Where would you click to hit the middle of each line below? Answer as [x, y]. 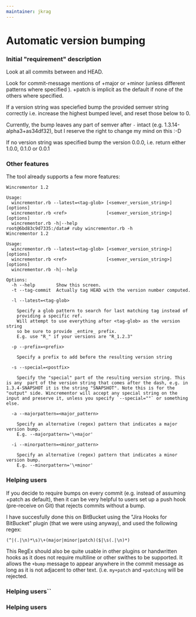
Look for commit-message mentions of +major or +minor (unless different [96, 84]
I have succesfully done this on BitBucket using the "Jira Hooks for [87, 517]
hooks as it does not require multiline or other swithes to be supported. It [94, 557]
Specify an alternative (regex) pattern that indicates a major [97, 424]
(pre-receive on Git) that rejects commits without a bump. [76, 505]
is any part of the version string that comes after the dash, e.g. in [97, 383]
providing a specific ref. [50, 316]
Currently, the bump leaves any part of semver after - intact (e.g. [85, 125]
